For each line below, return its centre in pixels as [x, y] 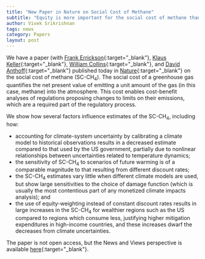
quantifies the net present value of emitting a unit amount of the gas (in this [101, 85]
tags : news [20, 29]
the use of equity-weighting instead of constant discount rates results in [106, 204]
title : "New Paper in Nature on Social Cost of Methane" [80, 12]
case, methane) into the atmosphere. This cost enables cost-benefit [92, 91]
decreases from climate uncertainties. [63, 231]
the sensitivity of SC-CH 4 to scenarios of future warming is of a [95, 162]
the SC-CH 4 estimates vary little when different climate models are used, [107, 177]
